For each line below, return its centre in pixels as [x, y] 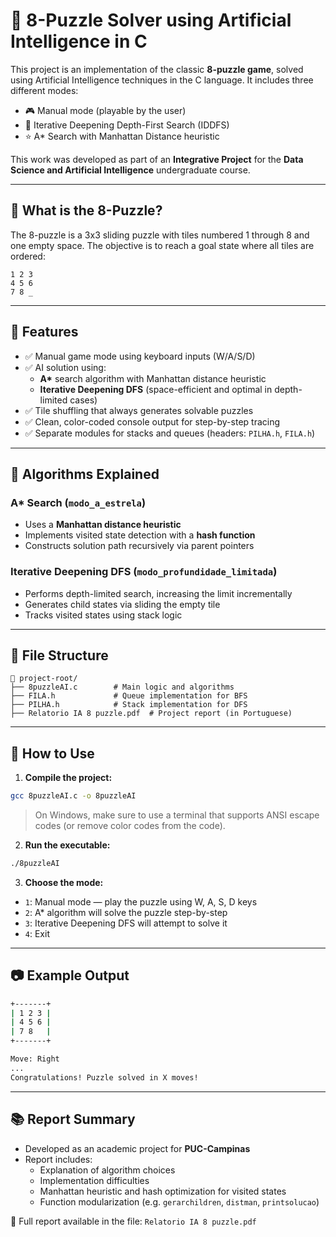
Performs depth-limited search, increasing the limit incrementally [158, 593]
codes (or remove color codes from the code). [130, 826]
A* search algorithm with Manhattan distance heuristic [153, 378]
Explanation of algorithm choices [107, 1170]
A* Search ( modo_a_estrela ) [78, 502]
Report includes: [58, 1159]
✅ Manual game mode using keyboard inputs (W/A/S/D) [140, 356]
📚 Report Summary [73, 1119]
